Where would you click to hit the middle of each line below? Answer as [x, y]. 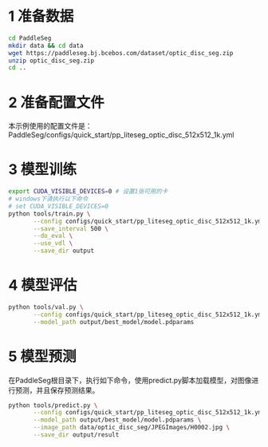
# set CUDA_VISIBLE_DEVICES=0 [59, 206]
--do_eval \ [53, 236]
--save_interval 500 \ [71, 228]
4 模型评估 [43, 285]
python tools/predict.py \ [53, 405]
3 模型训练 [43, 170]
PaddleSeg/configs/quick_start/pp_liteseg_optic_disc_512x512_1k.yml [121, 135]
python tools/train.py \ [49, 214]
